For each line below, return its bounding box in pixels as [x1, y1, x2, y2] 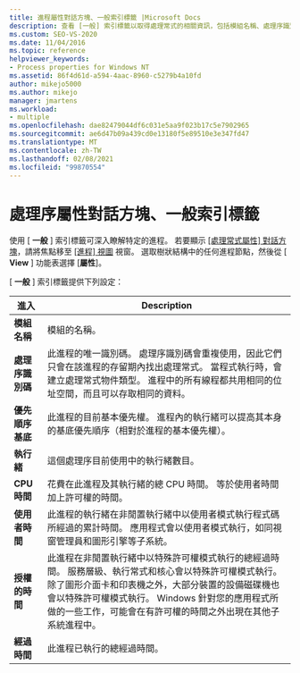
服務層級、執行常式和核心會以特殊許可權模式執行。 [67, 565, 283, 577]
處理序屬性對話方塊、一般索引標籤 [9, 204, 261, 224]
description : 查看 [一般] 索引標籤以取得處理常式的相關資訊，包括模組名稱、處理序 [9, 21, 284, 30]
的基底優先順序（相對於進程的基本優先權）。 [46, 425, 230, 437]
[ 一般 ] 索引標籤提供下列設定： [9, 276, 124, 287]
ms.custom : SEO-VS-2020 [9, 29, 98, 38]
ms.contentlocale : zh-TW [9, 146, 102, 155]
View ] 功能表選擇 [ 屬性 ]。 [9, 257, 107, 268]
